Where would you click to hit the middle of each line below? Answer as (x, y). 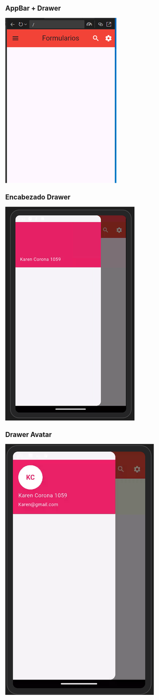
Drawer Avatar (29, 435)
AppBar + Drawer (33, 8)
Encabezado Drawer (38, 197)
